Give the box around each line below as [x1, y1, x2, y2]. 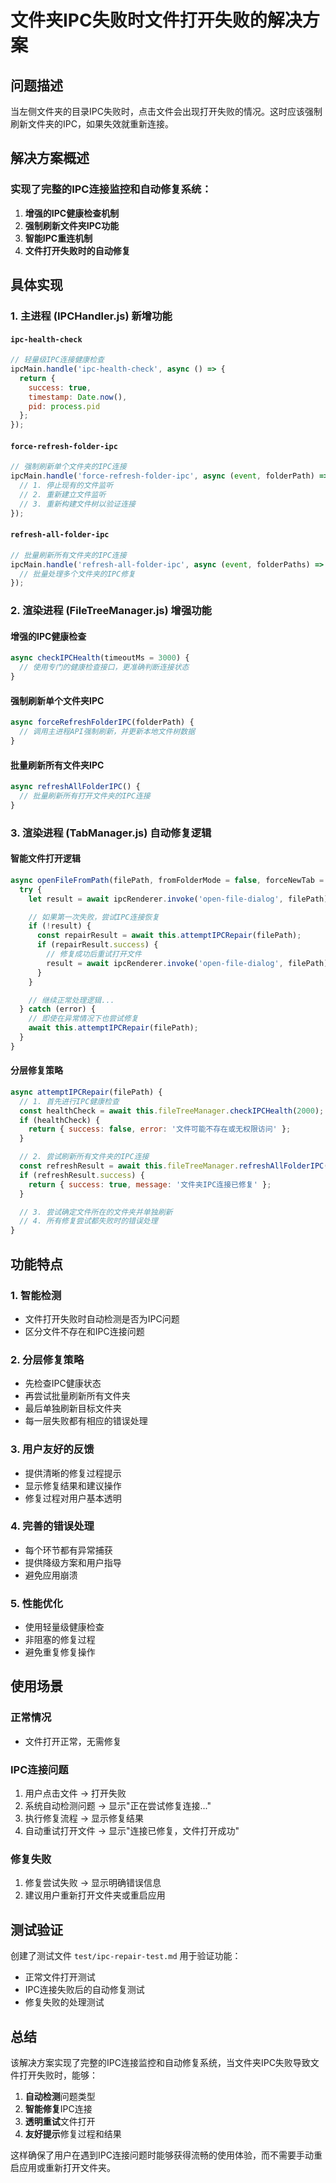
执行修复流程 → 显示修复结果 [24, 1812, 145, 1825]
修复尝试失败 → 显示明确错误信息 [24, 1877, 162, 1889]
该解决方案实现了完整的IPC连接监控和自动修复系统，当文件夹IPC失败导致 [10, 2057, 311, 2068]
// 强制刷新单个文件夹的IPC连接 [10, 462, 127, 472]
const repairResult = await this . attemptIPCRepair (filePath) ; [36, 931, 302, 941]
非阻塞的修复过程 [24, 1634, 96, 1646]
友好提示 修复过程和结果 [24, 2128, 122, 2140]
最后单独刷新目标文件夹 [24, 1402, 122, 1415]
